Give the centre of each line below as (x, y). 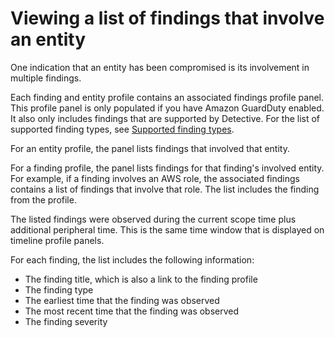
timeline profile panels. (57, 240)
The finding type (59, 289)
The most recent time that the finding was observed (132, 311)
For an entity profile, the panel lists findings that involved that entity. (150, 148)
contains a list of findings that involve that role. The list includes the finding (165, 189)
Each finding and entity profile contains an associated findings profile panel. (167, 97)
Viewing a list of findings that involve (167, 18)
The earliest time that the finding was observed (122, 300)
